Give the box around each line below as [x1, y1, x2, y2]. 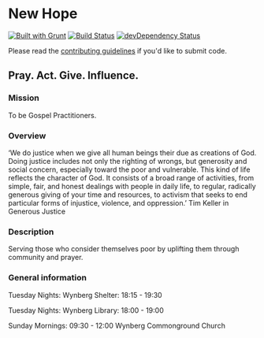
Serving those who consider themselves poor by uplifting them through [8, 244, 240, 254]
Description [8, 226, 54, 237]
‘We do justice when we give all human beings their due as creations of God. [8, 147, 257, 158]
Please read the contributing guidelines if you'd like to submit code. [8, 46, 227, 55]
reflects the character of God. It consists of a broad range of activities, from [8, 173, 255, 182]
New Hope [8, 5, 78, 23]
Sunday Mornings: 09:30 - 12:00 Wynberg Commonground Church [8, 321, 226, 330]
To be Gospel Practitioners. [8, 110, 97, 120]
